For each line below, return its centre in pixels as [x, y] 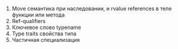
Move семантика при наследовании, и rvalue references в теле [92, 9]
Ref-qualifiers [29, 21]
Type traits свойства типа [44, 34]
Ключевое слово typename [47, 27]
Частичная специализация [46, 40]
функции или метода [38, 15]
